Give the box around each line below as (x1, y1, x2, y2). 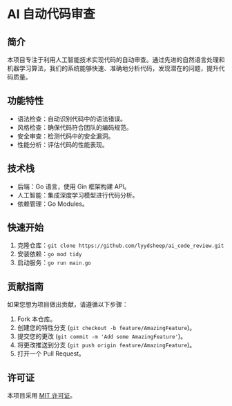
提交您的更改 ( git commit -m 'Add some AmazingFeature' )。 (17, 332, 187, 340)
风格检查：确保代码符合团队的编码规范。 (17, 123, 133, 131)
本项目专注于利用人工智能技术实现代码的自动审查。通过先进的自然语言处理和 (7, 56, 225, 64)
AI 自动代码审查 (7, 6, 95, 22)
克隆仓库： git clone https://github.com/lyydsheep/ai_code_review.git (17, 241, 224, 249)
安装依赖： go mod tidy (17, 250, 82, 258)
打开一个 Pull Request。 (17, 349, 85, 358)
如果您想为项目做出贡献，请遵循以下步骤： (7, 300, 128, 309)
